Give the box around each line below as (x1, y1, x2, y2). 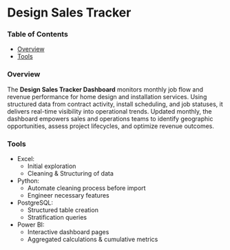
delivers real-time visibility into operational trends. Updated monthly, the (7, 107, 212, 115)
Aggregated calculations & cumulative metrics (27, 236, 158, 244)
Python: (17, 177, 40, 185)
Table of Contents (7, 30, 69, 39)
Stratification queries (27, 213, 87, 222)
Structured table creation (27, 206, 98, 214)
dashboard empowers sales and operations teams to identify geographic (7, 114, 213, 123)
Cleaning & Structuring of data (27, 169, 114, 178)
